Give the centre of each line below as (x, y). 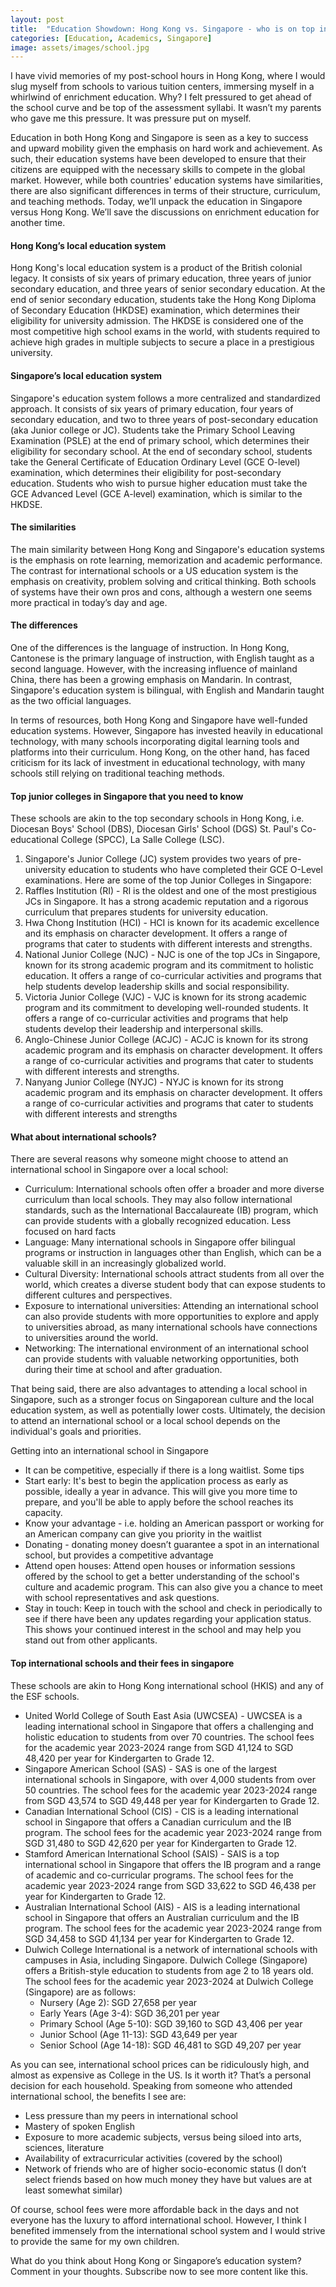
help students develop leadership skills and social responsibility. (157, 987)
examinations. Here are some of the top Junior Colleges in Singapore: (168, 880)
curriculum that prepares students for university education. (146, 912)
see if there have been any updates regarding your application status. (168, 1619)
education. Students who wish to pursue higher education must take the (159, 483)
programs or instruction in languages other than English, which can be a (173, 1253)
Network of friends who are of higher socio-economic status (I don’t (165, 2168)
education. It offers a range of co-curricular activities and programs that (173, 976)
